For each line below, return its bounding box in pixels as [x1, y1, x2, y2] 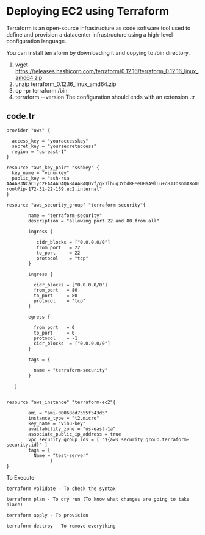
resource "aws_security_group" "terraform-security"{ [6, 202, 146, 208]
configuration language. [6, 37, 67, 44]
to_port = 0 [33, 330, 75, 336]
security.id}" [6, 442, 43, 448]
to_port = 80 [33, 292, 78, 299]
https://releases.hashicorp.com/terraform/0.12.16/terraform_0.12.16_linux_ [15, 67, 199, 74]
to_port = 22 [36, 250, 81, 256]
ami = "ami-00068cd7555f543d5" [28, 409, 108, 416]
